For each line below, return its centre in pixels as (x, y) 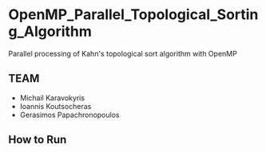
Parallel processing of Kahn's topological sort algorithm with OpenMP (123, 53)
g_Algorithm (50, 31)
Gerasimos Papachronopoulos (69, 115)
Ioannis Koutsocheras (56, 106)
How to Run (38, 140)
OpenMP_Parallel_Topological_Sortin (133, 15)
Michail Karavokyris (52, 98)
